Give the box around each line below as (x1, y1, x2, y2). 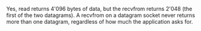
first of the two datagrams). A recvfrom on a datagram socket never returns (6, 12, 196, 19)
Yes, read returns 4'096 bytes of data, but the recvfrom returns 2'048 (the (6, 5, 192, 12)
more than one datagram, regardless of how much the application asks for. (6, 18, 193, 25)
